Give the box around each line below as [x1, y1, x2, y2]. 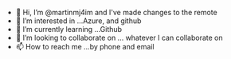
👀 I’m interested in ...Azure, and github [15, 16, 142, 26]
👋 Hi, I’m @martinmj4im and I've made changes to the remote [15, 8, 217, 17]
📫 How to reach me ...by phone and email [15, 42, 155, 51]
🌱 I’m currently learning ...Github [15, 25, 122, 33]
